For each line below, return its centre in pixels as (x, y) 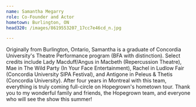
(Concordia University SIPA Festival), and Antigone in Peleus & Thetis (89, 74)
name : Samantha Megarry (35, 11)
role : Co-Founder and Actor (40, 17)
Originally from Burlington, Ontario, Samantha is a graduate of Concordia (94, 50)
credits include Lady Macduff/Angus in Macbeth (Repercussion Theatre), (94, 62)
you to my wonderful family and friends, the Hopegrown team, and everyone (98, 93)
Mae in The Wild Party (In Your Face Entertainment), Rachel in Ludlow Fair (95, 68)
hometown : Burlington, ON (37, 22)
